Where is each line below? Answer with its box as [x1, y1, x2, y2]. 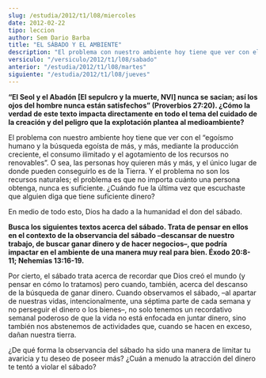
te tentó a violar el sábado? [8, 361, 97, 372]
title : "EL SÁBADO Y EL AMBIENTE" [8, 41, 123, 49]
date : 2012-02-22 [8, 19, 66, 27]
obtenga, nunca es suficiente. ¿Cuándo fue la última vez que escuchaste [8, 183, 245, 192]
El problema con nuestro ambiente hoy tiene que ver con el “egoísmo [8, 132, 234, 142]
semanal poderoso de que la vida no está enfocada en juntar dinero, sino [8, 313, 247, 323]
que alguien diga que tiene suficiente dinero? [8, 191, 156, 201]
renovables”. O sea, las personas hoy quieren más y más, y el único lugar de [8, 157, 257, 167]
